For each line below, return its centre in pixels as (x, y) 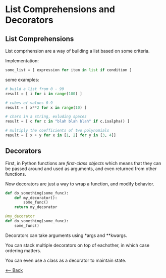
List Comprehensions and (60, 9)
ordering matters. (23, 250)
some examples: (22, 80)
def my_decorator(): (36, 198)
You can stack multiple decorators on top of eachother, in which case (77, 245)
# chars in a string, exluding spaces (46, 117)
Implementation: (22, 61)
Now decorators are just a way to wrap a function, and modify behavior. (80, 184)
